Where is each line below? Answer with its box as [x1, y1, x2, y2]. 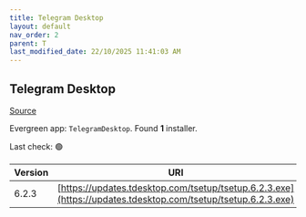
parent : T [9, 38, 47, 48]
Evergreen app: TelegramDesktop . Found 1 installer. [9, 122, 198, 133]
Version [14, 166, 49, 179]
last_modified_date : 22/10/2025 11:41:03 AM [9, 47, 181, 57]
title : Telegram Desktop [9, 13, 104, 23]
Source [9, 105, 36, 116]
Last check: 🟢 [9, 140, 64, 151]
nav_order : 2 [9, 30, 59, 39]
